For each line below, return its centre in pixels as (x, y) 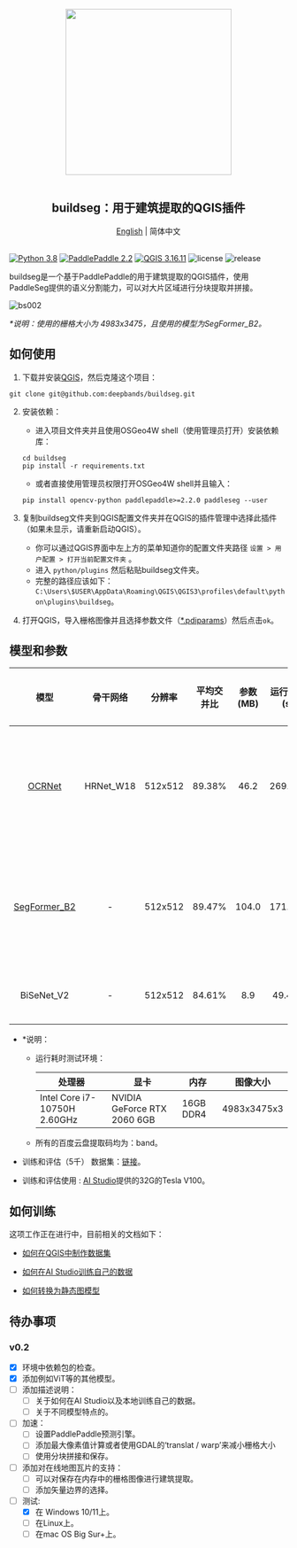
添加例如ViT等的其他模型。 (71, 1378)
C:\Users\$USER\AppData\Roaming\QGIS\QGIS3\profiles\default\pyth (160, 592)
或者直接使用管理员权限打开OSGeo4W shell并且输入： (133, 484)
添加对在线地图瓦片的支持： (72, 1467)
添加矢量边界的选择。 (74, 1490)
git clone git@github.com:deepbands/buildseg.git (103, 394)
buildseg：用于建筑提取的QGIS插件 (148, 208)
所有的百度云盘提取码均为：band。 (99, 1143)
